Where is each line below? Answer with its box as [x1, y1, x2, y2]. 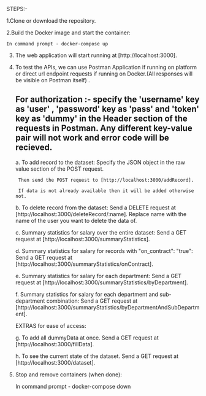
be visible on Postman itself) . [15, 77, 90, 83]
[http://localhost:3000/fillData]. [15, 340, 94, 347]
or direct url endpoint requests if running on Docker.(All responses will [15, 70, 193, 77]
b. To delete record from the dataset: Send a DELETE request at [15, 204, 176, 211]
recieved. [15, 142, 53, 153]
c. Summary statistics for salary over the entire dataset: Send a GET [15, 228, 187, 236]
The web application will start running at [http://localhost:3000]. [15, 52, 177, 59]
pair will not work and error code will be [15, 133, 170, 143]
